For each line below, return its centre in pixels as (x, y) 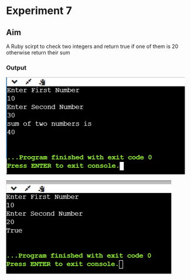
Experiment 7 (39, 11)
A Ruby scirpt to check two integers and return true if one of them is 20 (92, 46)
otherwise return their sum (38, 53)
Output (16, 67)
